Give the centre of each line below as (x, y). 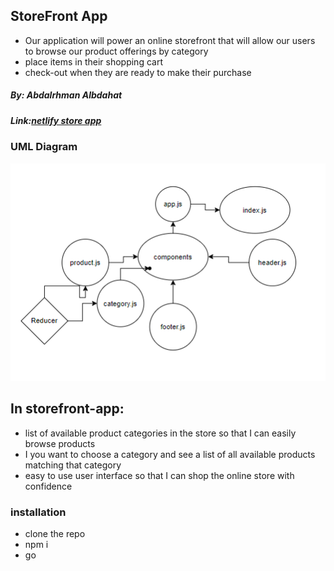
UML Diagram (44, 147)
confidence (48, 486)
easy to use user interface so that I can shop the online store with (159, 475)
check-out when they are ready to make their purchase (138, 72)
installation (38, 512)
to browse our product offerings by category (116, 51)
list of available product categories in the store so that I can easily (160, 433)
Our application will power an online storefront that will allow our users (170, 40)
